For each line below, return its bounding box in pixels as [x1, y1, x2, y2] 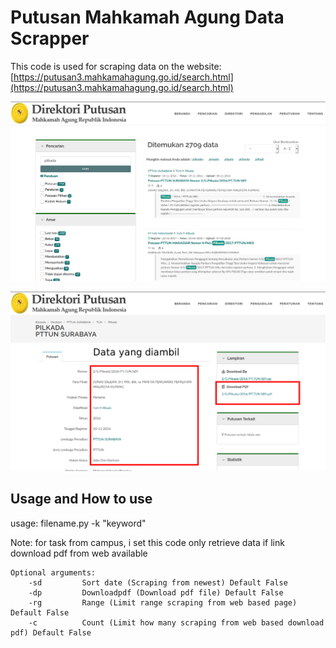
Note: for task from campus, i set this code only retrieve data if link [10, 536, 285, 548]
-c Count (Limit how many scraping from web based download [28, 617, 325, 628]
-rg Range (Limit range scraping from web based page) [28, 597, 298, 608]
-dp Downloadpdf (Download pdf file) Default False [28, 587, 284, 598]
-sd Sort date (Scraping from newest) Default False [28, 577, 288, 588]
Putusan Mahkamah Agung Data [10, 6, 285, 29]
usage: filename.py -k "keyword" [10, 517, 147, 529]
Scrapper [10, 27, 90, 50]
